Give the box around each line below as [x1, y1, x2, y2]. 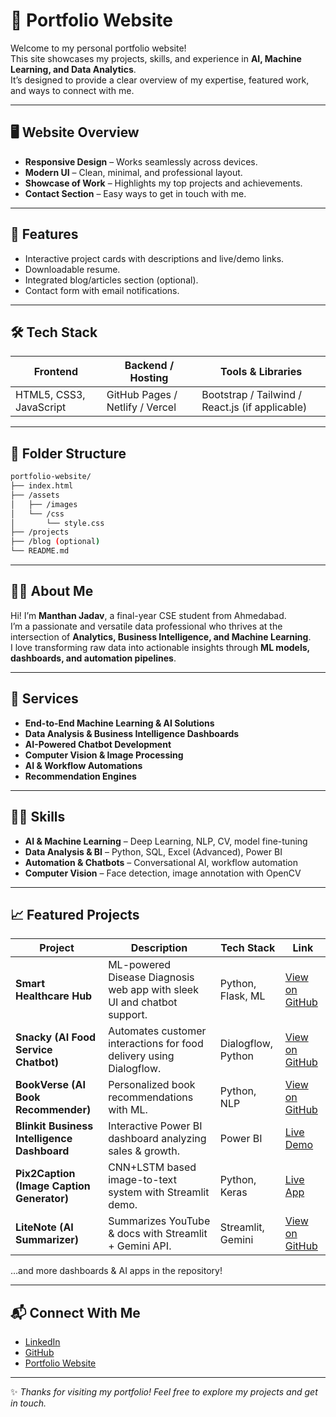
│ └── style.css [10, 518, 105, 528]
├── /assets [10, 490, 60, 500]
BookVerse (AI [15, 1078, 86, 1092]
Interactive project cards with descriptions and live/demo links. [24, 252, 285, 264]
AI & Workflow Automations [24, 759, 143, 771]
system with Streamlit [108, 1185, 210, 1199]
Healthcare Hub [15, 989, 93, 1003]
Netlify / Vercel [106, 400, 177, 414]
